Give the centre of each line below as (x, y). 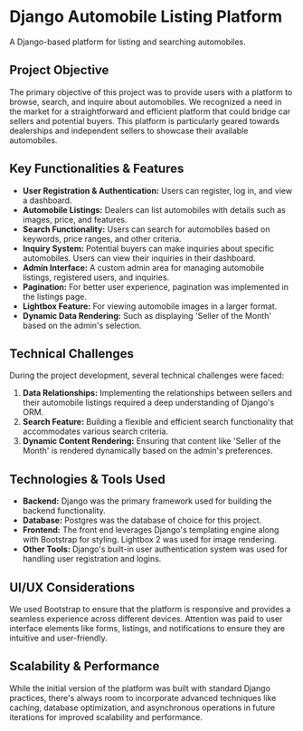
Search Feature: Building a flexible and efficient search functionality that (158, 422)
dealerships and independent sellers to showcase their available (129, 130)
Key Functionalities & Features (97, 169)
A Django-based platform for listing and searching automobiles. (128, 42)
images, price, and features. (75, 219)
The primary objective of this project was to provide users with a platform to (151, 91)
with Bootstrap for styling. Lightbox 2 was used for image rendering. (150, 540)
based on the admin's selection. (82, 325)
